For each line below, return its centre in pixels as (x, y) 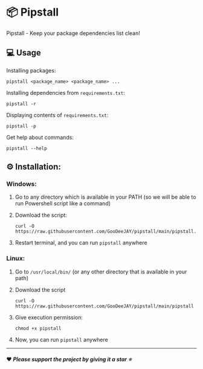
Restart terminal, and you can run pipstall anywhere (81, 243)
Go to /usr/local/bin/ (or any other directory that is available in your (101, 271)
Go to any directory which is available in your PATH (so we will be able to (105, 197)
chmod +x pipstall (38, 328)
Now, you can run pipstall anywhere (62, 339)
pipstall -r (21, 104)
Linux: (16, 258)
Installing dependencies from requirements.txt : (66, 92)
